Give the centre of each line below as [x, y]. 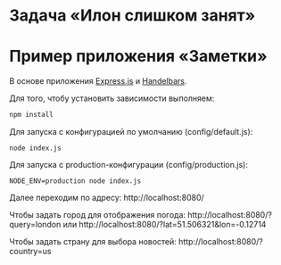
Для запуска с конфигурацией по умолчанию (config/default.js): [131, 132]
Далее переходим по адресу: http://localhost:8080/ [107, 198]
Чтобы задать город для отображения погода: [97, 215]
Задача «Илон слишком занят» [132, 16]
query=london [35, 224]
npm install [31, 115]
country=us [30, 251]
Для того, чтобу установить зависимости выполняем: [112, 98]
